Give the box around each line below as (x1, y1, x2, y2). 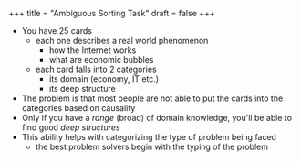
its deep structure (48, 84, 116, 94)
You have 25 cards (21, 25, 93, 35)
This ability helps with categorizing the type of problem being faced (21, 132, 277, 142)
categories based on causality (21, 103, 136, 113)
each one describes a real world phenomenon (35, 35, 209, 45)
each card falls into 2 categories (35, 64, 157, 75)
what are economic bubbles (48, 55, 154, 65)
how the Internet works (48, 45, 137, 55)
